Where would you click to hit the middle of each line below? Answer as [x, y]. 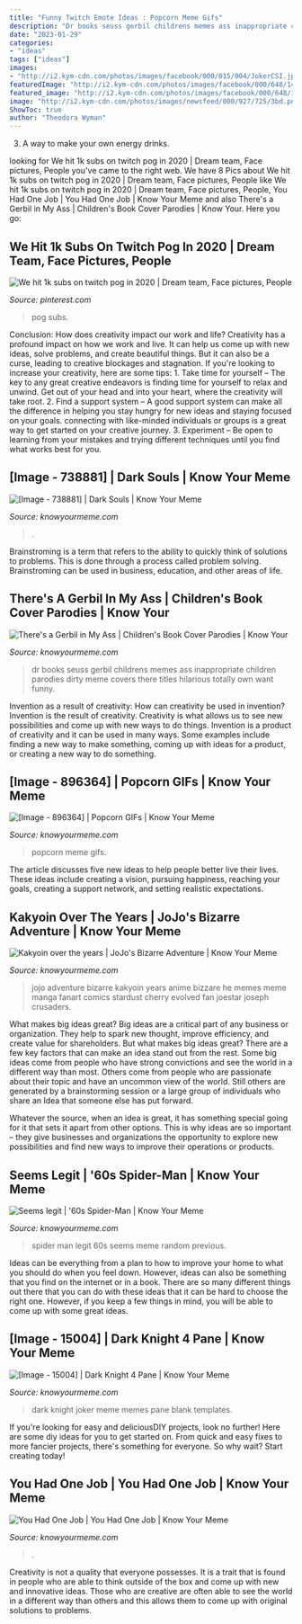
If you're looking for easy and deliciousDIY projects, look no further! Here [145, 1427]
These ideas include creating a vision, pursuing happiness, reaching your [145, 879]
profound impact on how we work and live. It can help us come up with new [150, 344]
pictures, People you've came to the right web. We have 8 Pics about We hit [150, 171]
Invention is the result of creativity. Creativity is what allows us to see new [146, 715]
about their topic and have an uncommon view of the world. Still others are [147, 1082]
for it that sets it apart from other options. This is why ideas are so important [151, 1128]
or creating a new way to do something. [83, 754]
